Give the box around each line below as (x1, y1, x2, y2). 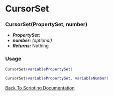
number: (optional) (12, 37, 53, 43)
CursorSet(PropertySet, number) (5, 21, 88, 28)
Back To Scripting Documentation (5, 84, 75, 90)
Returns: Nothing (12, 43, 49, 49)
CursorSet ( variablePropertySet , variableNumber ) (5, 75, 109, 80)
